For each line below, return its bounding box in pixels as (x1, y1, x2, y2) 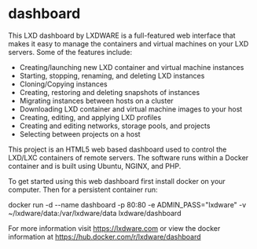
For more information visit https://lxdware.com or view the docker (8, 223, 221, 233)
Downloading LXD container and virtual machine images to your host (19, 104, 243, 114)
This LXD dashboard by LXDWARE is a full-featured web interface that (8, 31, 236, 40)
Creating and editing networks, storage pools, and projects (19, 121, 211, 130)
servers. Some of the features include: (8, 47, 133, 57)
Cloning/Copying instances (19, 79, 108, 89)
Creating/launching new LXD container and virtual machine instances (19, 62, 244, 71)
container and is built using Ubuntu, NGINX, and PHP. (8, 161, 182, 170)
